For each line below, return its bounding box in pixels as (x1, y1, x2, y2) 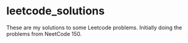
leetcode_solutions (6, 4, 105, 18)
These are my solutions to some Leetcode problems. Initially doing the (6, 24, 183, 31)
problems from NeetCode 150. (6, 30, 82, 37)
